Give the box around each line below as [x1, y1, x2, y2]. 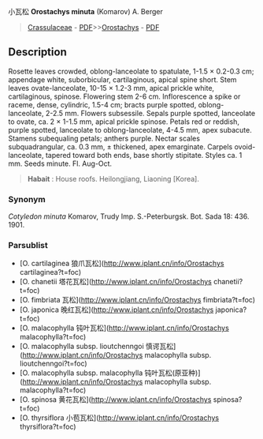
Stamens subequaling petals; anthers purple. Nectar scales [8, 133, 201, 143]
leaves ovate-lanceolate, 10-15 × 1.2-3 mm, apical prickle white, [8, 83, 215, 92]
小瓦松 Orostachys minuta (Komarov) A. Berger [8, 7, 163, 16]
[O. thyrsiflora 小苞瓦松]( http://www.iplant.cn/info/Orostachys [19, 413, 219, 422]
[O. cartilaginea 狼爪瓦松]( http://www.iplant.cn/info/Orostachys [19, 259, 224, 268]
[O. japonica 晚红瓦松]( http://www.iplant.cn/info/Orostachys [19, 305, 214, 314]
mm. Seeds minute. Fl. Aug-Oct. [8, 159, 113, 168]
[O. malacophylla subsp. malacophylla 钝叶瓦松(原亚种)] [19, 368, 201, 377]
